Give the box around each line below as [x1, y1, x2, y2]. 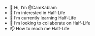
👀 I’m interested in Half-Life [9, 10, 65, 16]
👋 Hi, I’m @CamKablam [9, 5, 57, 10]
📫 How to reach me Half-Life [9, 26, 70, 31]
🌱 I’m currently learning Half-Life [9, 15, 76, 20]
